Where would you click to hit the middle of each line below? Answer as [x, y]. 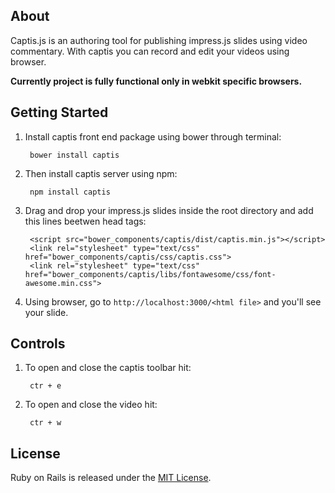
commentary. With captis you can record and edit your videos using [150, 51]
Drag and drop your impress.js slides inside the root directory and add [169, 210]
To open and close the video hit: [91, 405]
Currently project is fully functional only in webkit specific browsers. [156, 81]
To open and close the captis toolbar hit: [108, 368]
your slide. [46, 312]
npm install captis [70, 192]
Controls [38, 344]
